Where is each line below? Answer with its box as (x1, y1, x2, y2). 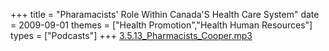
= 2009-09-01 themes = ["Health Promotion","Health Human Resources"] (10, 19, 313, 31)
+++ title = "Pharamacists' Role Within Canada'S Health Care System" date (10, 9, 320, 20)
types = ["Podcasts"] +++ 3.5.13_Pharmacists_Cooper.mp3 (10, 30, 253, 41)
